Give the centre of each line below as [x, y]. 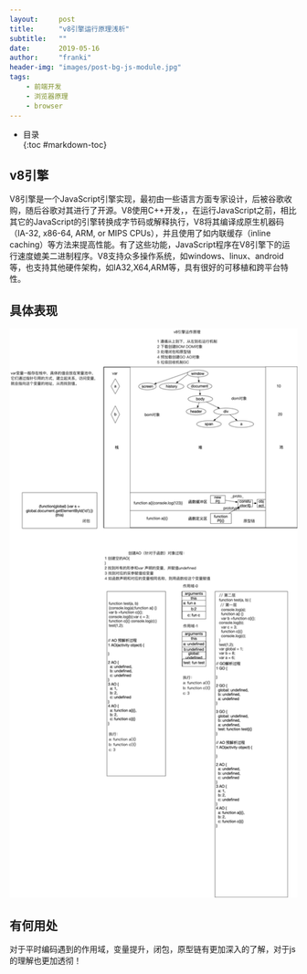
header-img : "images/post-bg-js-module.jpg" [95, 68]
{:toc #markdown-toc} [65, 144]
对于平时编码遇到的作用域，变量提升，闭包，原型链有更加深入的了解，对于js [153, 949]
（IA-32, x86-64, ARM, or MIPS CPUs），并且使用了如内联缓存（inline [140, 234]
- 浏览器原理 [47, 96]
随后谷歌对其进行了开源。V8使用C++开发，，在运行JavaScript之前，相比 [161, 211]
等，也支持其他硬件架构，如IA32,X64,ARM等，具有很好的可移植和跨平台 [145, 267]
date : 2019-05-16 [55, 48]
